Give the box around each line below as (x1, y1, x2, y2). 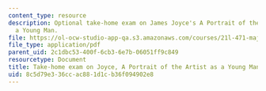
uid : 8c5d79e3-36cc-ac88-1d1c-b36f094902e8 (8, 70, 154, 78)
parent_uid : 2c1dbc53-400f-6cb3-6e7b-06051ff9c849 (8, 48, 179, 56)
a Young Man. (15, 26, 59, 34)
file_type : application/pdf (8, 41, 101, 49)
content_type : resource (8, 11, 87, 20)
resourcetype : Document (8, 56, 87, 64)
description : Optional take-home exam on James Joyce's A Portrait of (8, 19, 246, 27)
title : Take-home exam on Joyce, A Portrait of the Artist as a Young (8, 63, 246, 71)
